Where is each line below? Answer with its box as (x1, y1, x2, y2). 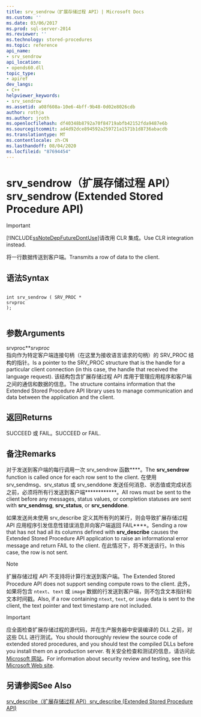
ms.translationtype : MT (6, 132, 66, 138)
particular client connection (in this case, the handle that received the (6, 366, 178, 373)
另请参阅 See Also (6, 680, 72, 691)
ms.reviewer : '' (6, 31, 47, 37)
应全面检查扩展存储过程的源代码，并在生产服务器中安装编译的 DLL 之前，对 (6, 626, 193, 633)
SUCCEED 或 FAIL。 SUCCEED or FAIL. (6, 429, 101, 436)
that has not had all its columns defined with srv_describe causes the (6, 528, 178, 535)
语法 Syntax (6, 273, 49, 283)
